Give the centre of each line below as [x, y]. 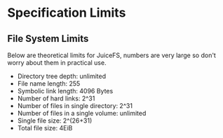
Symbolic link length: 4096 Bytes [65, 91]
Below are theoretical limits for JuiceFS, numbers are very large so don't [111, 55]
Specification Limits [67, 13]
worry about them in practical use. [57, 63]
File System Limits [48, 39]
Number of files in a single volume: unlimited [82, 113]
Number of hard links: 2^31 [56, 98]
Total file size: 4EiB [45, 128]
